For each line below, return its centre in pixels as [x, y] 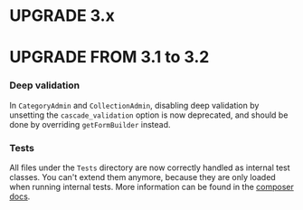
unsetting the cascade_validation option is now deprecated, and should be [149, 115]
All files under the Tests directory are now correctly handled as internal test [150, 167]
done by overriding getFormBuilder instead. [90, 124]
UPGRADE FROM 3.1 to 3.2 [109, 57]
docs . [20, 196]
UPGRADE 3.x [62, 16]
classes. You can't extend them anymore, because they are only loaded [142, 177]
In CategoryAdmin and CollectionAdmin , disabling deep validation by [134, 105]
